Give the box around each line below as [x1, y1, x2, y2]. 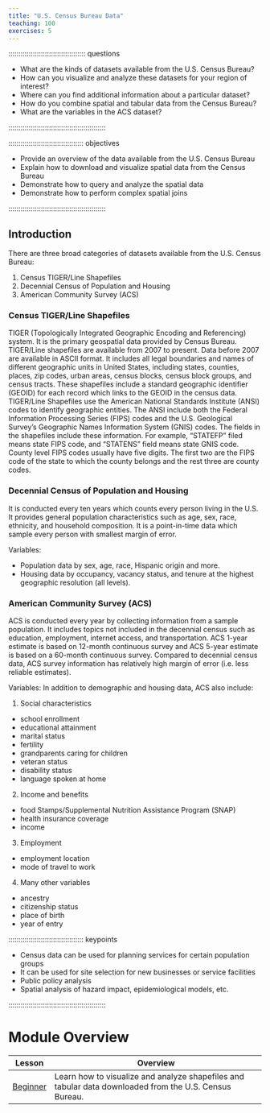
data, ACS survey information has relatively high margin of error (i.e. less [8, 659, 249, 668]
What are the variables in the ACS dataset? [19, 107, 162, 117]
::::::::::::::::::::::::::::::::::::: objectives [8, 139, 120, 148]
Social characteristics [19, 698, 92, 709]
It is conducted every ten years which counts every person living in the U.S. [8, 503, 259, 513]
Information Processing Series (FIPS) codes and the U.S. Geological [8, 414, 233, 424]
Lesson [14, 1057, 44, 1069]
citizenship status [19, 902, 79, 912]
